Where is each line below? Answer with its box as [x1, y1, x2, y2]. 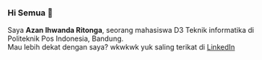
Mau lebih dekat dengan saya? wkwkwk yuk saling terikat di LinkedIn [7, 42, 236, 52]
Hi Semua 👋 [7, 7, 54, 18]
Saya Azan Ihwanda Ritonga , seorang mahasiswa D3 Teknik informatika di [7, 26, 254, 35]
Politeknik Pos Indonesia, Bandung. [7, 34, 124, 43]
